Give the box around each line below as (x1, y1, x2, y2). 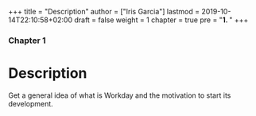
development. (8, 99, 53, 108)
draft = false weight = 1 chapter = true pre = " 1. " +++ (74, 15, 249, 25)
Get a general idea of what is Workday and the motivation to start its (8, 91, 231, 100)
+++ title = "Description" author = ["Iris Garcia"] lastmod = (8, 7, 200, 16)
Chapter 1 (8, 35, 46, 46)
